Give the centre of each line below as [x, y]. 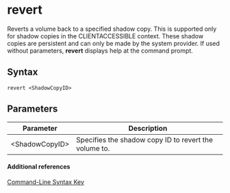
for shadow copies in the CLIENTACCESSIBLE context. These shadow [105, 36]
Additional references [39, 167]
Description [148, 128]
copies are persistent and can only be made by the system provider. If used [114, 43]
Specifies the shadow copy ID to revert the [145, 140]
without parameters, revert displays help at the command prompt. [100, 51]
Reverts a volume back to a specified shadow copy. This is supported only [112, 29]
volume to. [93, 148]
